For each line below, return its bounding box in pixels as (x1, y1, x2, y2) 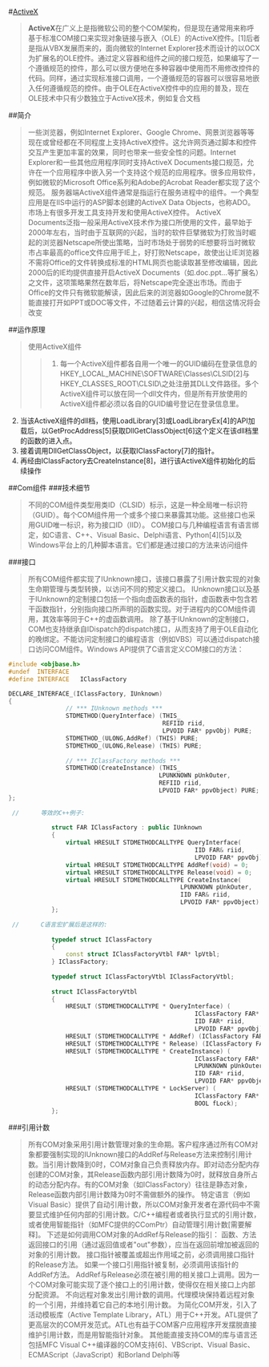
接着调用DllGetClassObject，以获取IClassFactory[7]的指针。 (19, 446, 219, 455)
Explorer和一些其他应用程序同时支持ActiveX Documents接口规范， (27, 158, 247, 167)
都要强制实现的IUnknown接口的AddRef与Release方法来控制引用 (34, 1149, 246, 1159)
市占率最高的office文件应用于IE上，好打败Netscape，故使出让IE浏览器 (27, 248, 260, 257)
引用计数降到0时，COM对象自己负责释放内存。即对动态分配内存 (49, 1159, 260, 1169)
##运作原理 (8, 325, 46, 334)
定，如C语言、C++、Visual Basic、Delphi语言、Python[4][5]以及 (27, 530, 243, 539)
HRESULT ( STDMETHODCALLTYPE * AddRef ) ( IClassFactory (65, 1032, 249, 1040)
